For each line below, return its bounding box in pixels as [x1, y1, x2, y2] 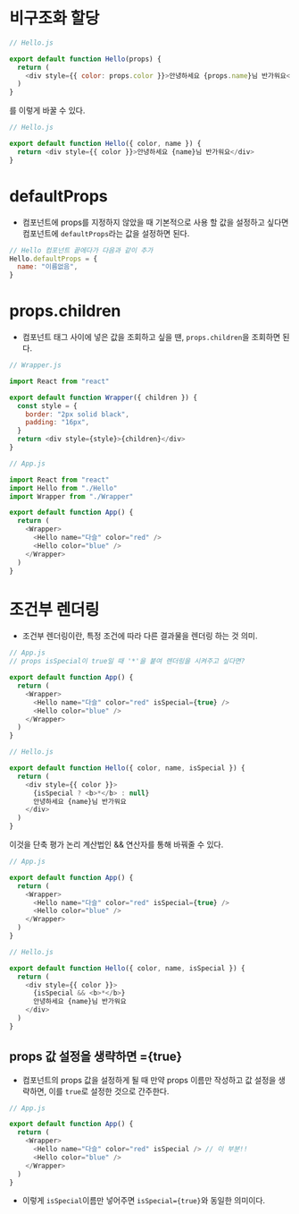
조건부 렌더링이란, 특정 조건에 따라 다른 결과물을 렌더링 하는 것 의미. [21, 630, 258, 641]
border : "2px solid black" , [25, 409, 129, 419]
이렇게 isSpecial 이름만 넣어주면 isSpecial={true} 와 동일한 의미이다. [21, 1195, 266, 1206]
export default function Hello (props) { [9, 55, 162, 64]
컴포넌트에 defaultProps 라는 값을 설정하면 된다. [21, 227, 190, 238]
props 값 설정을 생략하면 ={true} [9, 1049, 183, 1064]
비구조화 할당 [9, 8, 100, 29]
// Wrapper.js [9, 361, 62, 370]
